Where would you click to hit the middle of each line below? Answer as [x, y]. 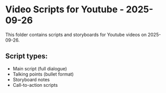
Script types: [26, 56]
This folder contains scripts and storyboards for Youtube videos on [76, 34]
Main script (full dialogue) [40, 68]
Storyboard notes [31, 79]
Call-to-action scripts [35, 85]
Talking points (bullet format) [43, 74]
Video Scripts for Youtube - [65, 10]
